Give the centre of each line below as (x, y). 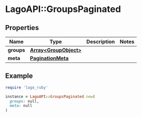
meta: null (21, 106)
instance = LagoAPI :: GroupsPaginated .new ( (50, 96)
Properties (22, 28)
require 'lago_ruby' (27, 87)
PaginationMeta (49, 58)
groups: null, (24, 101)
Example (19, 76)
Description (101, 42)
